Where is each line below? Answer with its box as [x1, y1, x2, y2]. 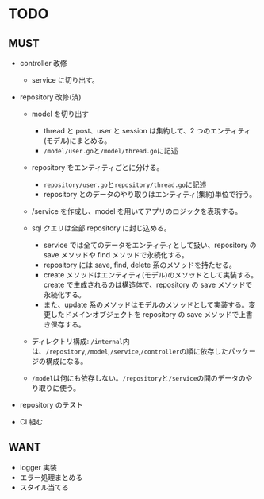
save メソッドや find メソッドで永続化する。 [43, 250, 189, 259]
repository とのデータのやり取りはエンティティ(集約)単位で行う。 [43, 190, 257, 199]
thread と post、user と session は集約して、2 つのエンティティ [43, 126, 251, 135]
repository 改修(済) [19, 92, 82, 102]
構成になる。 [45, 357, 88, 366]
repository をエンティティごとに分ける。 [31, 163, 164, 172]
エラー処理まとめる [19, 472, 83, 482]
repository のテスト [19, 400, 83, 409]
